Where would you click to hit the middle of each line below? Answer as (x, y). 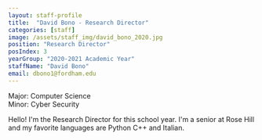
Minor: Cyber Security (44, 104)
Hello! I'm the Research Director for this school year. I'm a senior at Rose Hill (131, 119)
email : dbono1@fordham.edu (52, 74)
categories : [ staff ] (42, 30)
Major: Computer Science (50, 95)
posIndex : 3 (27, 52)
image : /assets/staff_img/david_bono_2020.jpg (86, 37)
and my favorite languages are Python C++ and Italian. (96, 127)
